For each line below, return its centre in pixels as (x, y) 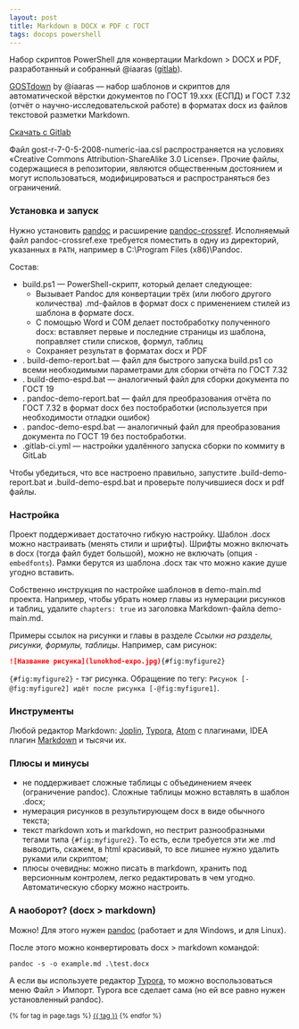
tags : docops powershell (55, 34)
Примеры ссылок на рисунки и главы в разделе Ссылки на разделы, (141, 635)
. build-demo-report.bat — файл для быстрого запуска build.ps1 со (148, 360)
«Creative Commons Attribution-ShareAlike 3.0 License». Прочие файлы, (144, 159)
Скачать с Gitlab (40, 132)
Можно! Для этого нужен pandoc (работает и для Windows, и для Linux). (148, 930)
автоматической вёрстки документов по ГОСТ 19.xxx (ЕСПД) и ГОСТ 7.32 (150, 96)
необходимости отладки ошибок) (86, 417)
